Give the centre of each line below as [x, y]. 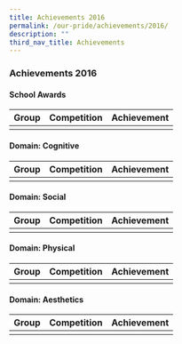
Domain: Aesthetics [47, 300]
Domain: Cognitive [44, 145]
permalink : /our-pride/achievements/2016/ [89, 26]
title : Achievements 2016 [57, 17]
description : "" [39, 34]
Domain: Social [38, 197]
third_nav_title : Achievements [67, 42]
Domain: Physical [42, 248]
